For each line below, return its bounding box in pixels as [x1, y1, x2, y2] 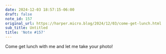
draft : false [5, 12, 32, 17]
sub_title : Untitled [5, 26, 48, 30]
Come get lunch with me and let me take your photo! [5, 44, 113, 49]
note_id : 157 [5, 16, 32, 21]
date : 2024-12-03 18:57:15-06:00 [5, 7, 75, 12]
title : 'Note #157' [5, 30, 46, 35]
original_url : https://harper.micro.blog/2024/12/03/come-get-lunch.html [5, 21, 162, 26]
